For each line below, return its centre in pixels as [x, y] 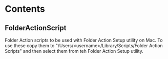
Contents [25, 9]
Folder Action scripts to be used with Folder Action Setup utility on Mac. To [84, 40]
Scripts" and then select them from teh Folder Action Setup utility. [74, 51]
